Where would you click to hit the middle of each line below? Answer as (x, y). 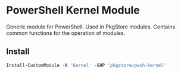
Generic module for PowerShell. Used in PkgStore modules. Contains (91, 27)
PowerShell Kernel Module (73, 10)
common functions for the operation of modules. (66, 33)
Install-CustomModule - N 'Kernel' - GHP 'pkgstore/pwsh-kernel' (86, 65)
